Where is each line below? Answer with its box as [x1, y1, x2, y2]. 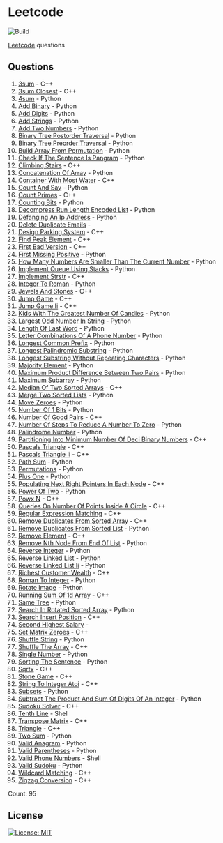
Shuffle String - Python [17, 635, 84, 644]
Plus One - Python [17, 472, 71, 480]
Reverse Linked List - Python [17, 554, 101, 562]
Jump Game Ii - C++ [17, 301, 77, 310]
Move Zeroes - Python [17, 398, 83, 407]
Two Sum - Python [17, 731, 72, 740]
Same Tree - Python [17, 598, 76, 607]
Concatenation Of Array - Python [17, 168, 114, 176]
